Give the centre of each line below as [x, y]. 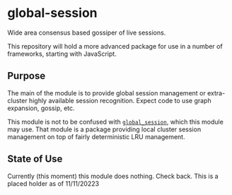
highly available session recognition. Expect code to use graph [120, 100]
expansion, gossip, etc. [41, 108]
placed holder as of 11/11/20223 [53, 183]
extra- [216, 93]
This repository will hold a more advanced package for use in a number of [115, 46]
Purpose [27, 76]
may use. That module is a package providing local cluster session [104, 129]
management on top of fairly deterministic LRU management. [96, 136]
